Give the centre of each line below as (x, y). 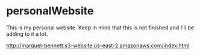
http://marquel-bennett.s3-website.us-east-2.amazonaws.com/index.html (98, 45)
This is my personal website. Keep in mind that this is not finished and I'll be (100, 27)
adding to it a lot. (27, 33)
